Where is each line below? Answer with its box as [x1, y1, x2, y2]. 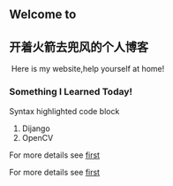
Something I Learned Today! [9, 86, 133, 98]
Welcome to [9, 7, 77, 22]
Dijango [21, 123, 50, 134]
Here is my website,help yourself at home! [11, 64, 165, 74]
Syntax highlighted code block [9, 105, 120, 116]
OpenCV [21, 132, 54, 143]
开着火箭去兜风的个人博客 [9, 39, 148, 54]
